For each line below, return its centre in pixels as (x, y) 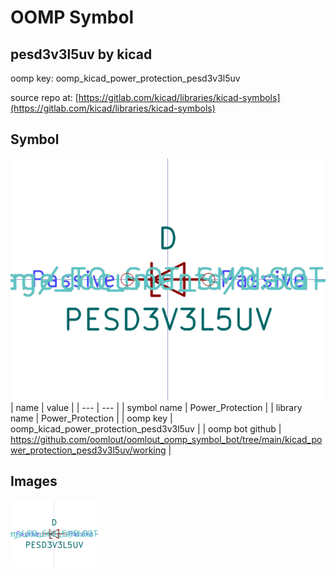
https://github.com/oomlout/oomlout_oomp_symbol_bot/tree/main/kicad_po (166, 440)
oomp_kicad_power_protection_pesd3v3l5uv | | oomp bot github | (146, 429)
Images (34, 481)
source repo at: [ (44, 97)
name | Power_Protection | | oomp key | (91, 418)
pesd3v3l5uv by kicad (81, 54)
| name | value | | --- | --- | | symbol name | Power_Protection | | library (156, 408)
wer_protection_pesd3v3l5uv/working (88, 450)
